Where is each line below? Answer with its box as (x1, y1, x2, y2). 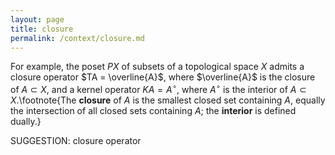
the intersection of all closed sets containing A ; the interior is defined (10, 105, 297, 117)
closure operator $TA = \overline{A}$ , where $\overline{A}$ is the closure (10, 71, 316, 83)
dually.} (10, 116, 42, 128)
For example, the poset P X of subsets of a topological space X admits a (10, 61, 305, 73)
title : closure (10, 24, 74, 34)
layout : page (10, 14, 65, 25)
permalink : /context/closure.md (10, 33, 145, 43)
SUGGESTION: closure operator (10, 135, 142, 147)
